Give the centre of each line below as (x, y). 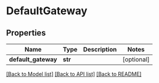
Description (100, 50)
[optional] (136, 59)
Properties (26, 33)
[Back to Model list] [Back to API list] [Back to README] (74, 74)
